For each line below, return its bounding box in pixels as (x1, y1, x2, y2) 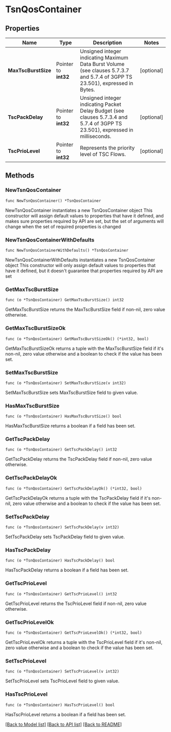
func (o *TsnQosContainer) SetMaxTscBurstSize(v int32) (5, 380, 126, 386)
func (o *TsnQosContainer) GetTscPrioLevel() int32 (5, 591, 117, 596)
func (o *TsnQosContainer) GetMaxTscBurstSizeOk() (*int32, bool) (5, 336, 149, 341)
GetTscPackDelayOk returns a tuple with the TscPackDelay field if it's (5, 495, 151, 501)
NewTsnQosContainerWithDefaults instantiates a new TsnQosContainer (5, 257, 155, 263)
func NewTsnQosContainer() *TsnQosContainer (5, 198, 101, 203)
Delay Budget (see (79, 107, 125, 114)
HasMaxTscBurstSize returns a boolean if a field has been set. (5, 423, 136, 429)
